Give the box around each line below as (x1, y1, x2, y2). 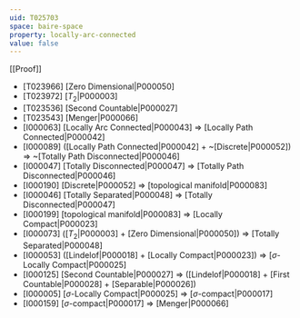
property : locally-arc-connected (9, 30, 136, 39)
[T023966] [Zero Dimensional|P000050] (22, 81, 175, 92)
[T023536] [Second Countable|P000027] (22, 103, 178, 114)
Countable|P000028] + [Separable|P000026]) (22, 278, 197, 289)
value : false (9, 38, 59, 48)
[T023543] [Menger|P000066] (22, 113, 139, 124)
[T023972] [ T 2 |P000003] (22, 91, 118, 104)
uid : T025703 (9, 13, 59, 23)
